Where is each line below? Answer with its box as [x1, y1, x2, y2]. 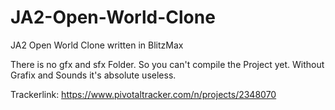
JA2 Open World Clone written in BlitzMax [10, 39, 184, 51]
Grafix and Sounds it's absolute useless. [10, 69, 177, 81]
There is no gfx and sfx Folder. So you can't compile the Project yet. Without [10, 58, 325, 70]
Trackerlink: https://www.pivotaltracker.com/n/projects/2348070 [10, 88, 277, 100]
